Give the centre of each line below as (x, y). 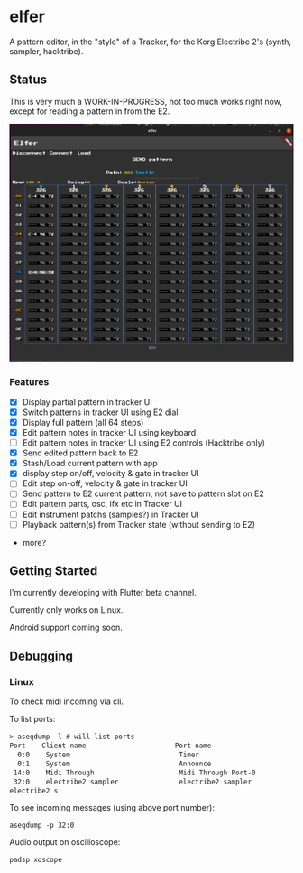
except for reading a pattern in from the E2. (90, 111)
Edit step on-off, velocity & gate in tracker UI (105, 483)
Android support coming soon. (66, 628)
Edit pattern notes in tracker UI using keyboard (109, 433)
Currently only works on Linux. (66, 610)
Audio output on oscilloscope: (65, 842)
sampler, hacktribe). (46, 51)
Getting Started (54, 571)
